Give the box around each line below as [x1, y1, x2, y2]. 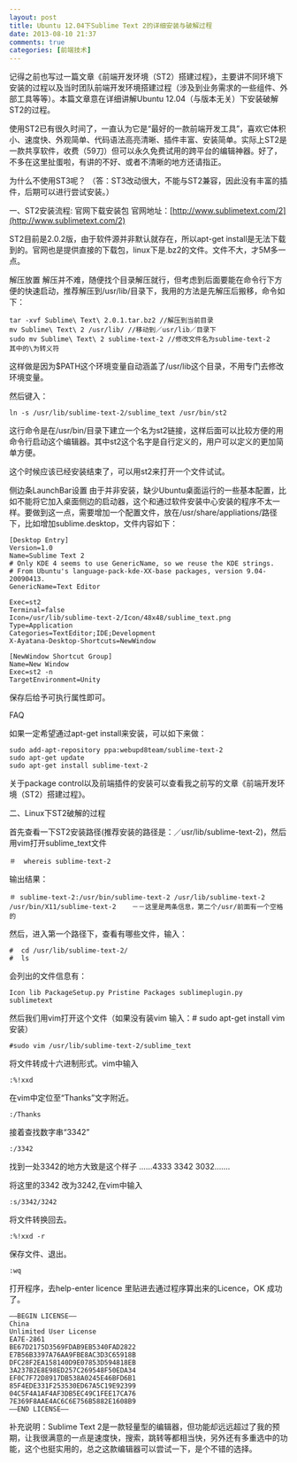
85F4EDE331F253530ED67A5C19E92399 [9, 1381, 137, 1391]
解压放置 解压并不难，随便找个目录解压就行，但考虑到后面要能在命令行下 [9, 275, 275, 285]
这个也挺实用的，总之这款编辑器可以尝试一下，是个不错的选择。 [24, 1443, 257, 1454]
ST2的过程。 [9, 105, 56, 115]
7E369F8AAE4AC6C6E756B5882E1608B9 [9, 1397, 137, 1406]
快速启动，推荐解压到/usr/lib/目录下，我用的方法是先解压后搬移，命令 [24, 285, 278, 297]
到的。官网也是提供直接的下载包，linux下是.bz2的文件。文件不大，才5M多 [9, 245, 278, 255]
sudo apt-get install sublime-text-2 [9, 761, 148, 771]
